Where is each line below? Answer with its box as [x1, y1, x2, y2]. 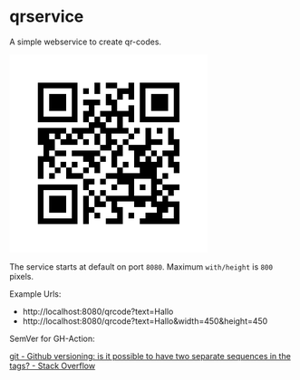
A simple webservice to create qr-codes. [9, 36, 161, 47]
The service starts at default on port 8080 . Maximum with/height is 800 [9, 261, 274, 272]
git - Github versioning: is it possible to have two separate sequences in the [9, 350, 292, 361]
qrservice [9, 6, 84, 27]
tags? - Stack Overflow [9, 360, 96, 371]
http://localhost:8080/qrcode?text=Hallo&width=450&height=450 [22, 315, 268, 327]
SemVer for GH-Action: [9, 333, 95, 344]
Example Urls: [9, 288, 62, 299]
